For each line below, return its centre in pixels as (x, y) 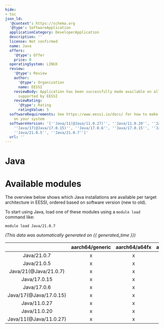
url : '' (17, 137)
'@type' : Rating (34, 105)
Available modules (43, 184)
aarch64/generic (91, 247)
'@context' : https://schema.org (42, 23)
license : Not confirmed (33, 42)
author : (21, 78)
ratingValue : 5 (33, 110)
